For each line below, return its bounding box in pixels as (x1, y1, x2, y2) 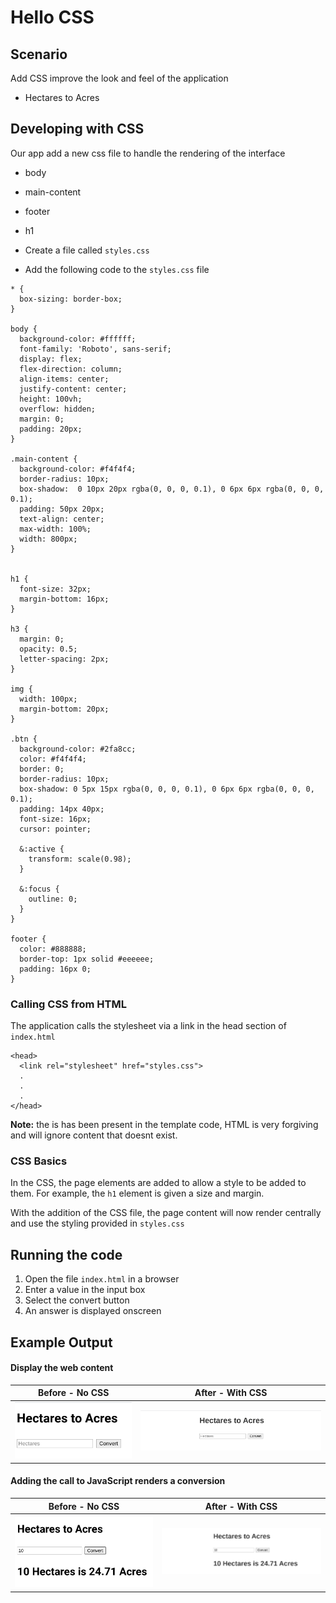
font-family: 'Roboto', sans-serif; (19, 344, 172, 354)
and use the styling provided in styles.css (10, 1217, 185, 1230)
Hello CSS (10, 6, 95, 29)
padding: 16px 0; (19, 964, 92, 974)
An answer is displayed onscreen (24, 1305, 162, 1317)
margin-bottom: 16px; (19, 594, 110, 604)
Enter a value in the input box (24, 1284, 146, 1296)
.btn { (10, 734, 38, 744)
